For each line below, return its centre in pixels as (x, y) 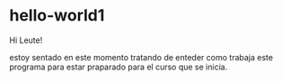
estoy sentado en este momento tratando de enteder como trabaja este (141, 57)
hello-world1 (57, 16)
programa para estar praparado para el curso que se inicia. (119, 67)
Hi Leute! (26, 40)
